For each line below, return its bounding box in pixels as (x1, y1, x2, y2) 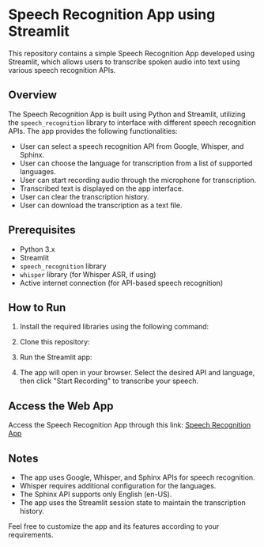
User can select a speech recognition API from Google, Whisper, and (19, 141, 244, 151)
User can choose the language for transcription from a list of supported (19, 158, 253, 168)
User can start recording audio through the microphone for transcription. (19, 175, 257, 184)
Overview (8, 89, 58, 102)
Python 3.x (19, 244, 55, 254)
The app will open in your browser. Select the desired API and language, (19, 368, 255, 378)
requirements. (8, 530, 54, 539)
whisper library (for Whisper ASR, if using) (19, 269, 157, 279)
